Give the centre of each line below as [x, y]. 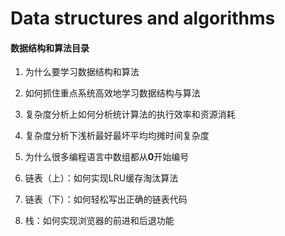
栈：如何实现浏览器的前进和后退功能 [99, 221]
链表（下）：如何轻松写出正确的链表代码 [106, 199]
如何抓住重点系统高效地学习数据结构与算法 [112, 93]
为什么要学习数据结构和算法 [82, 72]
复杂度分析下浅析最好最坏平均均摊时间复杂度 [117, 136]
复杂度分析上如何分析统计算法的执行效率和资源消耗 [130, 114]
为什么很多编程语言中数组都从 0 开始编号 [107, 157]
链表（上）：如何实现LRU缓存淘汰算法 [101, 178]
